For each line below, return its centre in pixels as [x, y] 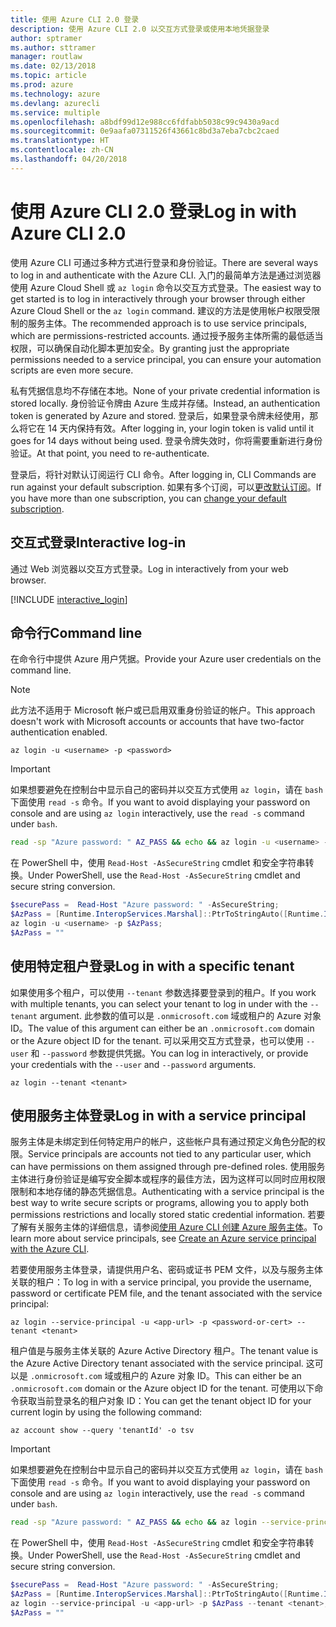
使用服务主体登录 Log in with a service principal [158, 1115]
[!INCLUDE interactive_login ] [69, 599]
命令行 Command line [76, 632]
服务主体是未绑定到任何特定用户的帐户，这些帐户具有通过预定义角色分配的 [163, 1142]
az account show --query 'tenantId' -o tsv [102, 1431]
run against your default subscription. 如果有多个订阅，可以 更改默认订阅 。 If [166, 487]
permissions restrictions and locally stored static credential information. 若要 [168, 1215]
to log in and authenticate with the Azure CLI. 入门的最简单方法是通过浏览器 [166, 275]
